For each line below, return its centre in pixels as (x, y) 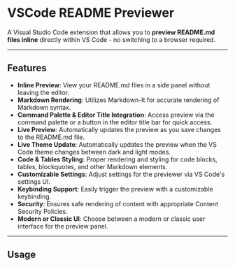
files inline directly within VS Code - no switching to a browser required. (111, 39)
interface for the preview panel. (63, 226)
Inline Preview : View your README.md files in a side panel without (114, 85)
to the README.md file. (51, 137)
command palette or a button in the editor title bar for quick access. (115, 122)
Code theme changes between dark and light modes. (94, 152)
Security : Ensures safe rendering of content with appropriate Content (118, 203)
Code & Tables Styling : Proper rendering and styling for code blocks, (117, 159)
